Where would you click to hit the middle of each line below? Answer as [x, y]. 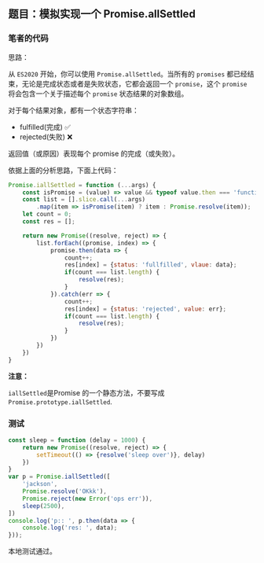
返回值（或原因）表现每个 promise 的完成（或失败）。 [94, 153]
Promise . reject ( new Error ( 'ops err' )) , [88, 499]
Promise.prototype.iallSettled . [60, 401]
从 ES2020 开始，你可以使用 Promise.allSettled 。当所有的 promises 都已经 [128, 74]
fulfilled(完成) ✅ [45, 127]
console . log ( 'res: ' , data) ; [70, 528]
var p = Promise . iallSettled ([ [59, 477]
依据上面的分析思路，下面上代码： [63, 170]
